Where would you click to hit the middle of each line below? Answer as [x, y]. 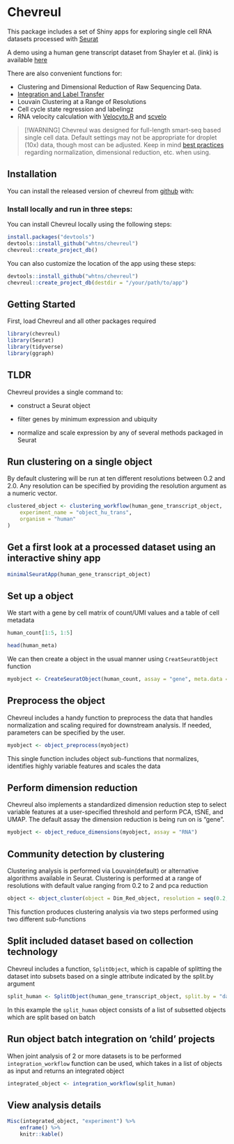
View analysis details [54, 1105]
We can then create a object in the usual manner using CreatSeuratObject [113, 659]
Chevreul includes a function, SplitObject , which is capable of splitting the [115, 969]
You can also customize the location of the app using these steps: [102, 263]
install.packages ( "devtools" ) [51, 237]
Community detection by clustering [86, 854]
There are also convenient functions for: [65, 73]
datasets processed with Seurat [53, 38]
